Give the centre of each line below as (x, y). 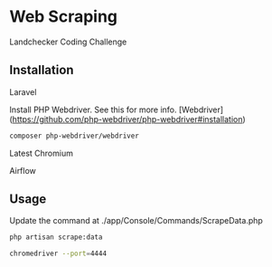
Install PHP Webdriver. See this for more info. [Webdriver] (117, 110)
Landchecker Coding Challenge (68, 42)
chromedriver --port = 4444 (58, 254)
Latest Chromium (42, 153)
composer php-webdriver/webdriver (75, 136)
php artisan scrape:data (56, 237)
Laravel (23, 91)
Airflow (23, 170)
